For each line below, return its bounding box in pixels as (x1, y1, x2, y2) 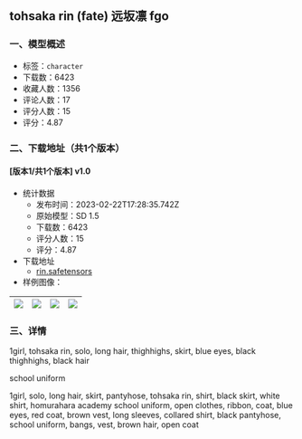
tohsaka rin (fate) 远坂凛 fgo (9, 8, 169, 24)
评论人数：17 (22, 94, 71, 105)
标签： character (22, 60, 84, 71)
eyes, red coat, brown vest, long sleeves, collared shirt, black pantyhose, (9, 410, 282, 421)
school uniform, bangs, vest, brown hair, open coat (9, 419, 199, 430)
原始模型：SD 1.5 (35, 210, 99, 221)
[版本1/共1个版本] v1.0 (9, 166, 91, 177)
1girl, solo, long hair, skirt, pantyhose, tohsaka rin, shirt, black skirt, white (9, 390, 280, 401)
